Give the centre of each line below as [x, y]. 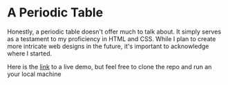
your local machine [34, 74]
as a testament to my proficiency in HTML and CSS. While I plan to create [112, 38]
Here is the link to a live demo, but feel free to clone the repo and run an [110, 66]
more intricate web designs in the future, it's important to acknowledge [108, 46]
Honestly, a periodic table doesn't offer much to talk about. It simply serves [114, 32]
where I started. [30, 53]
